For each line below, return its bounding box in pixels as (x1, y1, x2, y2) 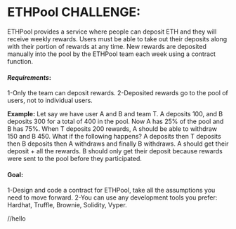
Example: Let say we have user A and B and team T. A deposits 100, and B (7, 110, 223, 118)
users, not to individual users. (7, 96, 93, 105)
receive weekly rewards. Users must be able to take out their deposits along (7, 34, 228, 43)
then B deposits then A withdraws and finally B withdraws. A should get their (7, 139, 229, 148)
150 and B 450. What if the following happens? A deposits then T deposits (7, 132, 221, 141)
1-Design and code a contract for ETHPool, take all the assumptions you (7, 186, 216, 195)
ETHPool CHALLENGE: (7, 4, 141, 20)
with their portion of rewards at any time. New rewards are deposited (7, 42, 207, 50)
